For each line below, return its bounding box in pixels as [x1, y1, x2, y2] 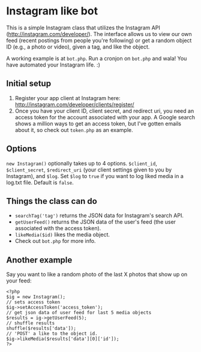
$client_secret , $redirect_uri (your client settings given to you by [6, 166, 172, 173]
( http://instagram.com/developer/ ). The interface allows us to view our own [6, 30, 192, 37]
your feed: [6, 277, 32, 284]
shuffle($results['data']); [6, 326, 77, 332]
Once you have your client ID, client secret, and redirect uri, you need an [14, 107, 194, 115]
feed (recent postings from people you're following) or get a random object [6, 37, 192, 44]
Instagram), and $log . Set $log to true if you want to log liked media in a [6, 172, 184, 179]
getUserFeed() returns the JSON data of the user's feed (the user [14, 218, 176, 225]
